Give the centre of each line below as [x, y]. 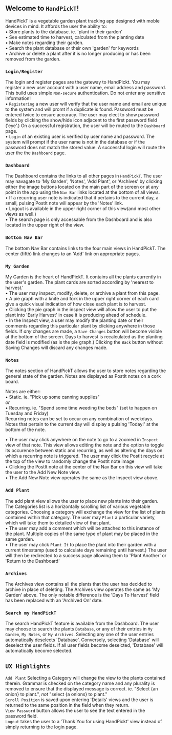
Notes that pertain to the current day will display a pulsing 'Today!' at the [82, 424]
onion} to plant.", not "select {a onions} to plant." [56, 694]
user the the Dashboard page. [36, 153]
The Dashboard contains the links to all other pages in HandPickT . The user [84, 176]
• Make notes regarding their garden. [44, 43]
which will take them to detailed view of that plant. [58, 523]
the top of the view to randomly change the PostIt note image [70, 461]
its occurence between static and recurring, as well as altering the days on [84, 451]
